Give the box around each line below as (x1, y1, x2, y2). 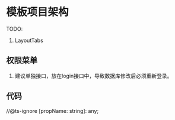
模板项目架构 (6, 5, 69, 19)
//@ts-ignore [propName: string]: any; (6, 107, 99, 114)
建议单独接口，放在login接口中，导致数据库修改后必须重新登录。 (14, 72, 173, 79)
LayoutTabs (14, 37, 43, 44)
